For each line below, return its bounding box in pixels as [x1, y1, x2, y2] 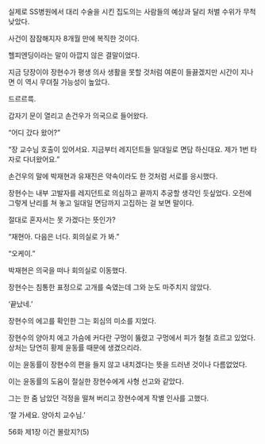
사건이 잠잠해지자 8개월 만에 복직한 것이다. [8, 34, 140, 43]
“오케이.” [8, 249, 36, 258]
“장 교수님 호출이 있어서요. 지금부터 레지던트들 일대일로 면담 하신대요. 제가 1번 [8, 145, 249, 154]
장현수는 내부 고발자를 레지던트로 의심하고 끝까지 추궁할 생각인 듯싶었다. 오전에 [8, 189, 252, 197]
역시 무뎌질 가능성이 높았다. [25, 78, 110, 86]
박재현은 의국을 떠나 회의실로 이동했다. [8, 266, 127, 275]
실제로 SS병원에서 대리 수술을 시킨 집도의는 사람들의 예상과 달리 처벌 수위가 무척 [8, 7, 256, 16]
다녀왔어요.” [22, 155, 60, 164]
